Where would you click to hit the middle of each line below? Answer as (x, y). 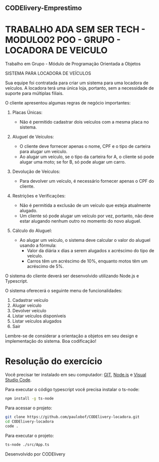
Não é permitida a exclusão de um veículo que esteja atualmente (85, 205)
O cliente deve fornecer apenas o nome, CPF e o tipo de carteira (85, 146)
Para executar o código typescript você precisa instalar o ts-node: (72, 390)
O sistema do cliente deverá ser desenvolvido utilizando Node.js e (72, 276)
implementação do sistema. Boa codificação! (51, 341)
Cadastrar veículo (30, 300)
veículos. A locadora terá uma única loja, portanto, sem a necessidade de (79, 88)
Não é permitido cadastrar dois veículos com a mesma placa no (84, 122)
